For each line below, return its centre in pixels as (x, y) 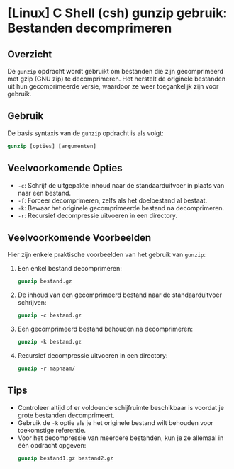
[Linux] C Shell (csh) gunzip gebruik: (117, 13)
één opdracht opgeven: (52, 445)
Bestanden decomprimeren (90, 28)
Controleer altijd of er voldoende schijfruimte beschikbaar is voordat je (121, 407)
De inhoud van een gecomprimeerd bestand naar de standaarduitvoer (119, 295)
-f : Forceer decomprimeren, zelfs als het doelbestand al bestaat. (112, 200)
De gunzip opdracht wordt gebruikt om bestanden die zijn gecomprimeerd (116, 71)
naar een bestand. (44, 193)
